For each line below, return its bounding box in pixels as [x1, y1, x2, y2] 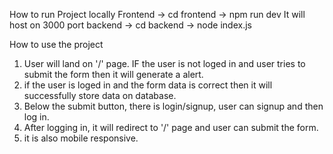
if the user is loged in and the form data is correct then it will [23, 79, 273, 91]
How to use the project [9, 39, 104, 50]
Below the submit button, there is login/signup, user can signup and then [23, 100, 324, 112]
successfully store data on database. [23, 90, 177, 101]
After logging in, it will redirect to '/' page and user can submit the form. [23, 122, 319, 133]
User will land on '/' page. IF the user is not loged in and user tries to [23, 58, 306, 69]
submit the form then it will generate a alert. [23, 69, 204, 80]
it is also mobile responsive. [23, 132, 139, 144]
